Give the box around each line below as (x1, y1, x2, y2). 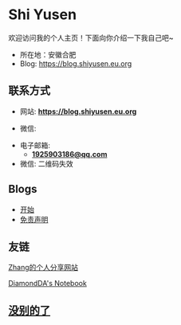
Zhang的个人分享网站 (8, 263, 78, 272)
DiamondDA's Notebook (8, 279, 88, 288)
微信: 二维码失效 (19, 159, 73, 168)
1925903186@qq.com (31, 149, 108, 159)
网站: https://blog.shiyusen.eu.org (19, 106, 137, 116)
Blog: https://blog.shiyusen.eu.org (19, 58, 132, 69)
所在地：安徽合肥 (19, 49, 77, 59)
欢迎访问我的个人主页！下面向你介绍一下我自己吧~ (8, 33, 174, 42)
